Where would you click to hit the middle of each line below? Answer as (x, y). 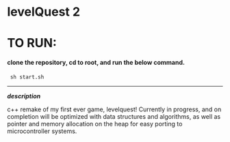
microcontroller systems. (42, 131)
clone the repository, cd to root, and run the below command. (96, 62)
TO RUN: (32, 43)
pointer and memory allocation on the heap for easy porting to (95, 124)
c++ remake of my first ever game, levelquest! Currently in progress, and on (114, 109)
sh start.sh (27, 77)
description (24, 96)
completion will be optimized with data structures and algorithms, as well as (114, 116)
